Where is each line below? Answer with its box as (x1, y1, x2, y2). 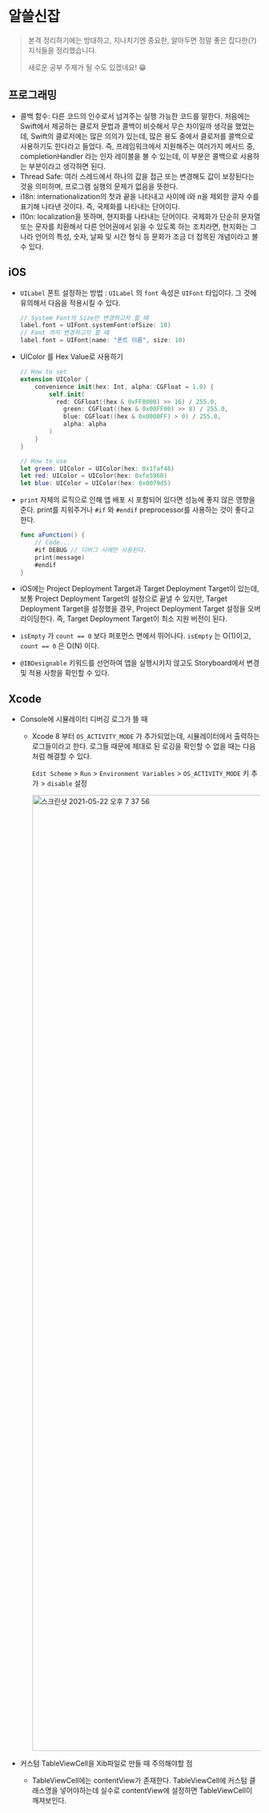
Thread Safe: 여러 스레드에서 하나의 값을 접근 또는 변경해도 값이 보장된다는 (19, 171, 255, 181)
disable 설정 (46, 778, 88, 788)
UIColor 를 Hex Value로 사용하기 (19, 352, 124, 361)
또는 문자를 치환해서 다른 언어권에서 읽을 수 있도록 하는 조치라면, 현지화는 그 (19, 222, 258, 231)
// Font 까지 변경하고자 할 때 (19, 329, 110, 337)
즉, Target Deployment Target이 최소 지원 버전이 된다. (56, 614, 228, 623)
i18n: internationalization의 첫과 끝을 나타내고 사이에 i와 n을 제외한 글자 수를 (19, 191, 259, 201)
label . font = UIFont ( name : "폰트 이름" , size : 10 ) (19, 337, 187, 345)
